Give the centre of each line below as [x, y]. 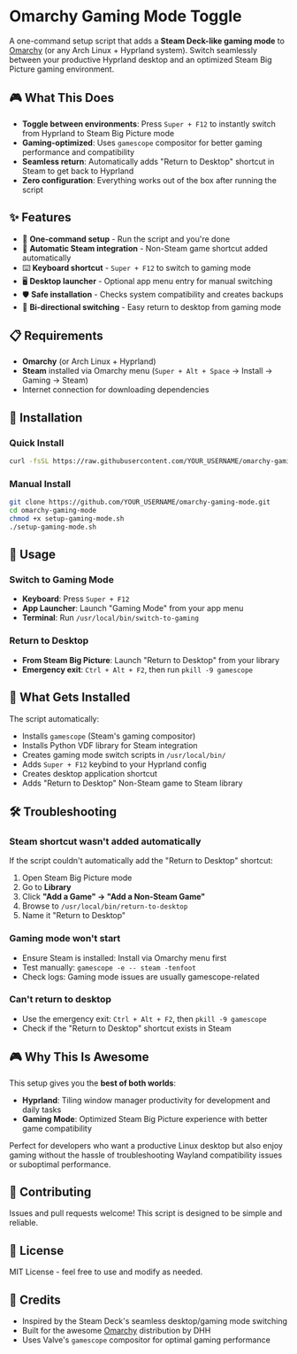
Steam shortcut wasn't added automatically [105, 841]
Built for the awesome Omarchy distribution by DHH [116, 1331]
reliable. [24, 1223]
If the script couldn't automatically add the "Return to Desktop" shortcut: [141, 861]
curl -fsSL [29, 461]
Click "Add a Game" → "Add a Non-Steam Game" [114, 897]
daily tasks [42, 1110]
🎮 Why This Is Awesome [79, 1057]
